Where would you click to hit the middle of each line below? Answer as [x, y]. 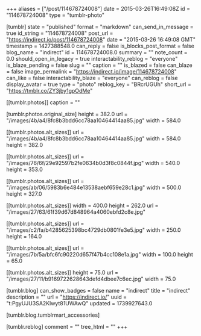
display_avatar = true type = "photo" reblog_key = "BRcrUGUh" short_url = [99, 84]
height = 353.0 [25, 169]
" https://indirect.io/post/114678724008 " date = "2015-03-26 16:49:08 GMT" [101, 39]
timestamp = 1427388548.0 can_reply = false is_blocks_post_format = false [100, 46]
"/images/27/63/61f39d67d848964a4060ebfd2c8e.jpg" [76, 212]
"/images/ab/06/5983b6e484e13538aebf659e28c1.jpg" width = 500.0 [94, 187]
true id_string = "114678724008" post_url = [60, 33]
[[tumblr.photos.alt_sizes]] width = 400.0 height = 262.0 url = [82, 205]
